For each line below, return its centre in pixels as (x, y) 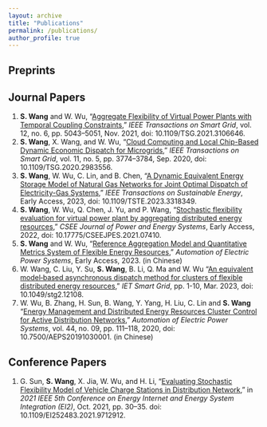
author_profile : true (44, 38)
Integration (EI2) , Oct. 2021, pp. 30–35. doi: (90, 407)
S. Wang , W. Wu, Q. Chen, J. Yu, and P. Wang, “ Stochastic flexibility (131, 210)
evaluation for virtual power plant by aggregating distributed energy (131, 218)
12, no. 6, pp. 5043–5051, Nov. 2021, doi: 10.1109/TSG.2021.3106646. (132, 133)
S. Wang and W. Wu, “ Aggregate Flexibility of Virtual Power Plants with (136, 117)
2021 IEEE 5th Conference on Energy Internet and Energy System (127, 398)
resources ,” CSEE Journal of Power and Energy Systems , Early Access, (137, 227)
